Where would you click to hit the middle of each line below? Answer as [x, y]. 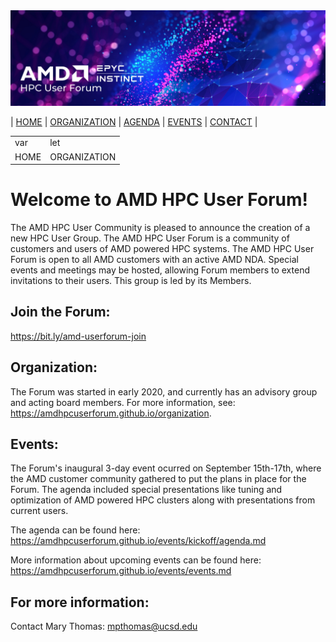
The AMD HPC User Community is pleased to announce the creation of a [160, 228]
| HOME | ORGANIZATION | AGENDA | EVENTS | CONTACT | [134, 121]
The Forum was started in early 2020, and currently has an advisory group [164, 391]
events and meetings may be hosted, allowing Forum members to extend [160, 270]
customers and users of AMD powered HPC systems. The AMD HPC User [162, 249]
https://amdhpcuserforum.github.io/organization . [111, 413]
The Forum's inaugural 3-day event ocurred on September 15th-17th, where [166, 468]
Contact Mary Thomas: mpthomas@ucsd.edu [104, 626]
